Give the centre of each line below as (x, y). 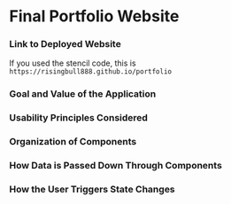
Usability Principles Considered (79, 118)
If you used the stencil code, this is (73, 63)
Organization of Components (73, 142)
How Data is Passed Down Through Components (116, 166)
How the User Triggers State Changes (92, 190)
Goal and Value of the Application (83, 94)
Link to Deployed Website (65, 44)
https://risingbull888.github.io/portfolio (91, 72)
